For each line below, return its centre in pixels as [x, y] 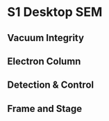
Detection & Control [51, 85]
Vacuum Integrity [46, 38]
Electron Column [44, 61]
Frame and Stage [45, 108]
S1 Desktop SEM [55, 12]
